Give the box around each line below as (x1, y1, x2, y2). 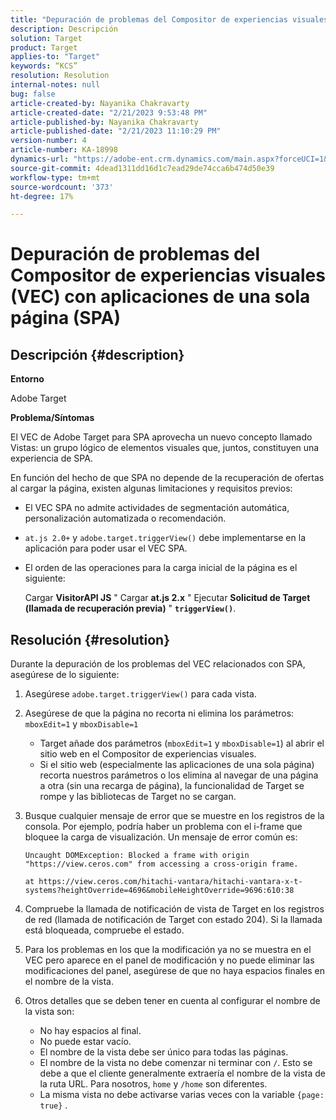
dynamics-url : (10, 154, 70, 164)
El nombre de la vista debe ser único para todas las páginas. (39, 1046, 289, 1058)
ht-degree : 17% (10, 191, 74, 201)
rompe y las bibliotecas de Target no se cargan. (39, 791, 237, 803)
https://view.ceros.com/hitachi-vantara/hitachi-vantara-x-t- (38, 877, 303, 887)
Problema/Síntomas (10, 412, 95, 424)
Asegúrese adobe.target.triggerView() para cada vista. (24, 688, 257, 700)
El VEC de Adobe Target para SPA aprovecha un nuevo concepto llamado (10, 431, 313, 443)
